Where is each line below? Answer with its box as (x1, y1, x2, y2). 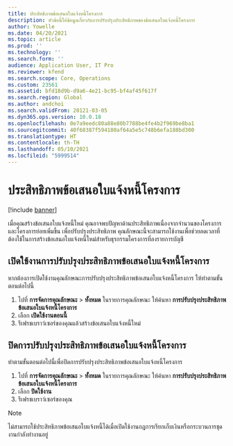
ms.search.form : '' (8, 56, 64, 63)
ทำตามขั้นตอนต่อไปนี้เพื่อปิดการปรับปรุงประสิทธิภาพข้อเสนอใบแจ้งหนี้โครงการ (8, 358, 183, 366)
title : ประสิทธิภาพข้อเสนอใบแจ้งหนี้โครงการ (8, 10, 103, 17)
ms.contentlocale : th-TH (8, 140, 80, 147)
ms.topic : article (8, 36, 61, 43)
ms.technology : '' (8, 49, 61, 56)
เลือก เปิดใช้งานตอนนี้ (17, 311, 68, 320)
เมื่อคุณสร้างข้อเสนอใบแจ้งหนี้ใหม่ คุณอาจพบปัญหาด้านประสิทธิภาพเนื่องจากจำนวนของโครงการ (8, 219, 222, 227)
